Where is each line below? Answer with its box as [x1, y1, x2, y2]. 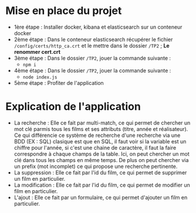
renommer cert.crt [13, 48, 61, 55]
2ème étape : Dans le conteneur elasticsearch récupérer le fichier [13, 36, 173, 43]
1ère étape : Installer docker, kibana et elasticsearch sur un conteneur [13, 23, 183, 30]
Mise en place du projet [5, 4, 122, 18]
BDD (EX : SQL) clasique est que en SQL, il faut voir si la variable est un [13, 138, 187, 145]
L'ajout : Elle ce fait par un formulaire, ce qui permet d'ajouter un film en [13, 194, 188, 201]
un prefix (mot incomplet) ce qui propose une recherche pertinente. [13, 163, 178, 170]
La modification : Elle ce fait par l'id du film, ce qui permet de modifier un [13, 181, 190, 188]
